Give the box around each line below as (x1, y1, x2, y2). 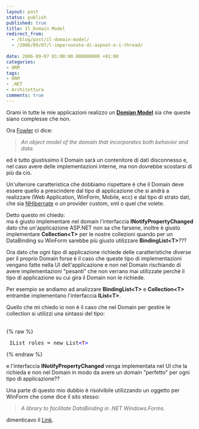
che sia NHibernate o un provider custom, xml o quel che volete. (6, 200, 165, 207)
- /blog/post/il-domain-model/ (11, 37, 90, 43)
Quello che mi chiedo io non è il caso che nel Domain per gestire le (6, 303, 171, 310)
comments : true (6, 92, 44, 98)
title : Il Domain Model (6, 25, 66, 32)
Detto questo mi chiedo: (6, 211, 66, 219)
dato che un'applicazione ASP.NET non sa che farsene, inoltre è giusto (6, 224, 180, 231)
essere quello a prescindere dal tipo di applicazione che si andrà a (6, 187, 169, 194)
